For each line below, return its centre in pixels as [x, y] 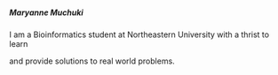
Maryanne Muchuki [47, 12]
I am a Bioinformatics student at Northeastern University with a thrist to [139, 34]
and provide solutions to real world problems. [92, 61]
